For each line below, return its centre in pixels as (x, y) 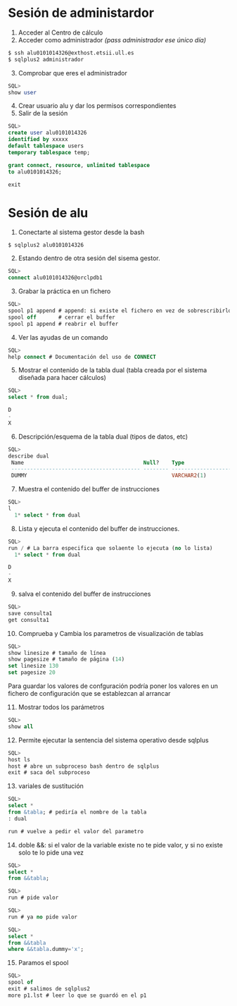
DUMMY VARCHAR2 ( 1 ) (109, 476)
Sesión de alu (48, 213)
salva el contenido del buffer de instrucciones (84, 594)
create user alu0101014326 (47, 133)
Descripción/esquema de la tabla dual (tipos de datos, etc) (103, 436)
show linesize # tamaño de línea (57, 653)
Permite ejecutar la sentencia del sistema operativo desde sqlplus (114, 740)
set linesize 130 (33, 666)
